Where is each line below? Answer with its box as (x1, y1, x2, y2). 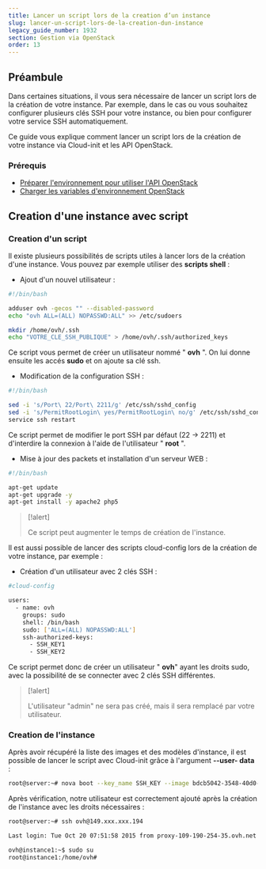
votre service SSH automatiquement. (8, 116, 128, 126)
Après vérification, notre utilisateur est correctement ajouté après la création (8, 794, 257, 803)
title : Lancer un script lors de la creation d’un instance (8, 11, 211, 20)
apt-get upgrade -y (8, 491, 73, 499)
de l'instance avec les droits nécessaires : (8, 803, 145, 812)
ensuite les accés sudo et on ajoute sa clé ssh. (8, 356, 161, 366)
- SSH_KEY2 (28, 648, 66, 656)
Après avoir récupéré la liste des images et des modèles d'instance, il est (8, 747, 247, 757)
